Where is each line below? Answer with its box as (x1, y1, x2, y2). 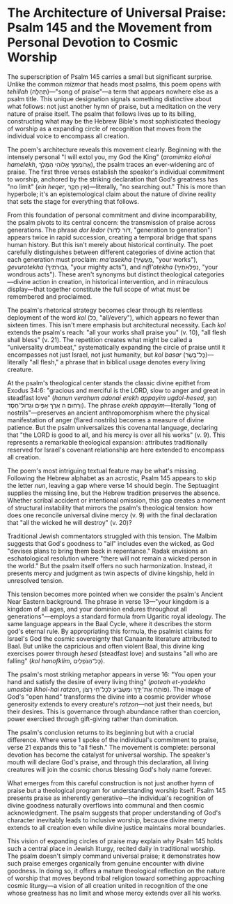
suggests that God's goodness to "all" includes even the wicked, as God (7, 539, 214, 547)
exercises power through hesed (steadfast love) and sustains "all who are (7, 649, 218, 658)
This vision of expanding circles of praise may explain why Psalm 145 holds (7, 836, 223, 845)
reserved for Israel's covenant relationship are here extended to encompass (7, 445, 225, 454)
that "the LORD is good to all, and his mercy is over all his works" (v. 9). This (7, 431, 225, 439)
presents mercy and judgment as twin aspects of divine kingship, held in (7, 569, 215, 577)
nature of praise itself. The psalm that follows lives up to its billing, (7, 110, 196, 118)
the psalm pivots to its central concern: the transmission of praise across (7, 218, 216, 226)
